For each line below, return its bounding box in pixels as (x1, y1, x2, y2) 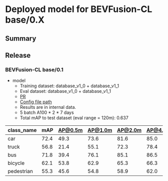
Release (5, 51, 31, 60)
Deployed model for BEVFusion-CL (5, 4, 152, 15)
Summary (5, 34, 36, 43)
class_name (7, 127, 37, 134)
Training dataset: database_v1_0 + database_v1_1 (19, 83, 119, 89)
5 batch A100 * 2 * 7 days (19, 109, 74, 116)
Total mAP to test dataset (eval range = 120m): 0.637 (19, 115, 128, 121)
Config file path (19, 99, 52, 105)
